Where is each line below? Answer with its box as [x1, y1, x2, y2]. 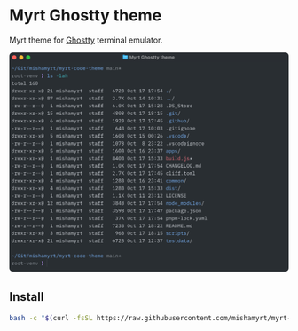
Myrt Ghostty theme [9, 5, 162, 26]
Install [9, 289, 44, 304]
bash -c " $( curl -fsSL [9, 313, 93, 322]
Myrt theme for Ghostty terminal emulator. [9, 35, 163, 45]
